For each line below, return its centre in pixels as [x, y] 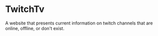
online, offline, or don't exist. [35, 28]
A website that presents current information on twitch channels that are [79, 23]
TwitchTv [25, 9]
